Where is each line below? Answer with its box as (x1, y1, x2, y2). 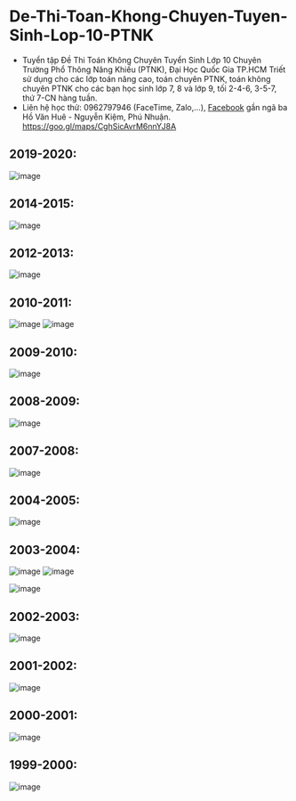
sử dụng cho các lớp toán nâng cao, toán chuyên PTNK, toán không (21, 73, 271, 84)
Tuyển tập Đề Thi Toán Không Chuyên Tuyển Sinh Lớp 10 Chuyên (21, 54, 262, 65)
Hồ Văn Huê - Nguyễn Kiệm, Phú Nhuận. (21, 111, 172, 122)
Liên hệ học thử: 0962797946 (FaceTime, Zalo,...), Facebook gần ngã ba (21, 102, 288, 112)
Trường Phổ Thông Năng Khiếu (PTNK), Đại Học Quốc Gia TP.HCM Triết (21, 64, 286, 75)
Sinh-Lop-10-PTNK (9, 25, 154, 45)
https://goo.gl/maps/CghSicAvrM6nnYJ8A (21, 120, 177, 131)
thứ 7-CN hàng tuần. (21, 92, 98, 103)
